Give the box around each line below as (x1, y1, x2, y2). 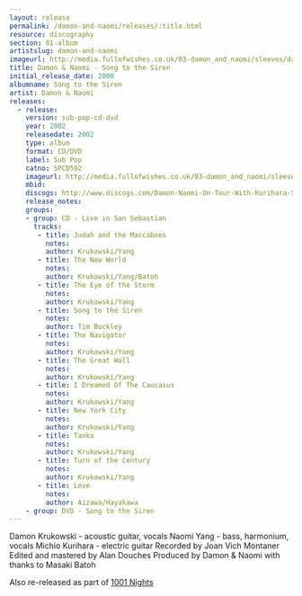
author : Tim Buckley (45, 323, 123, 332)
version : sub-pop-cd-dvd (25, 113, 119, 122)
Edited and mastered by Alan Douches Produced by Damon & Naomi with (9, 550, 280, 561)
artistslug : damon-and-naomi (9, 47, 119, 56)
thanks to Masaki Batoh (9, 559, 96, 571)
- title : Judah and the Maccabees (37, 230, 167, 239)
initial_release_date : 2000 (9, 72, 115, 81)
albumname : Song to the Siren (9, 80, 123, 89)
